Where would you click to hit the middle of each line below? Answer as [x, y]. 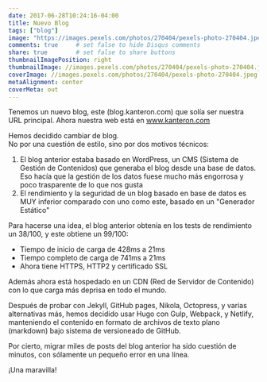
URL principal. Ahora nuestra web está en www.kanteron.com [109, 121]
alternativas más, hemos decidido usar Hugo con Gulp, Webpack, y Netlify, [131, 314]
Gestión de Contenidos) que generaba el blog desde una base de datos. [138, 168]
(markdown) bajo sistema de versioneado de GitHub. [95, 331]
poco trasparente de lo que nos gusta [81, 185]
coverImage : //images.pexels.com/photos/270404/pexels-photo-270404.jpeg [133, 75]
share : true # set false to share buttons [92, 52]
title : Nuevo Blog [39, 23]
